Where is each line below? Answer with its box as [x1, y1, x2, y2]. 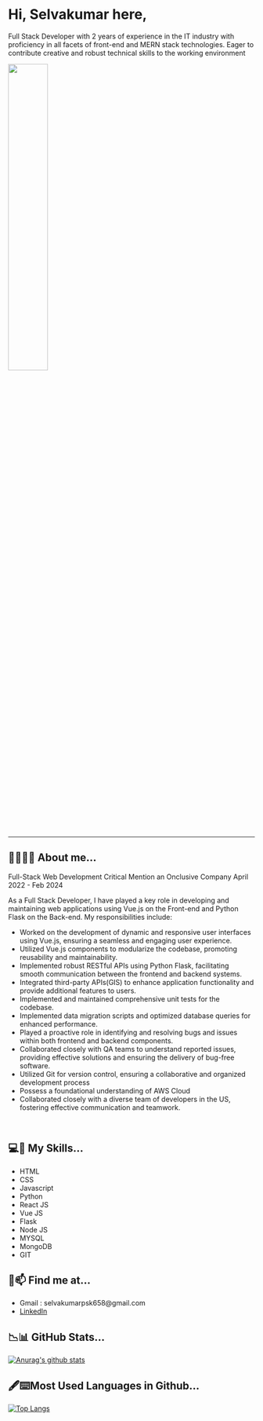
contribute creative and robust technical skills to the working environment [8, 48, 246, 57]
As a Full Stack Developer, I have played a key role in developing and [8, 895, 229, 905]
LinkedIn [19, 1306, 48, 1317]
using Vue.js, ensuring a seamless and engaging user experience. [19, 936, 232, 945]
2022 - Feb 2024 [8, 880, 63, 889]
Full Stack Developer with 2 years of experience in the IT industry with [8, 31, 235, 41]
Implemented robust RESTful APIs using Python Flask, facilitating [19, 961, 229, 970]
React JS [19, 1199, 49, 1209]
